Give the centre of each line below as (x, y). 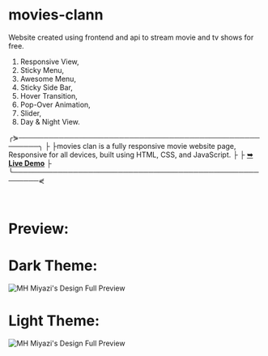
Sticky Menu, (42, 70)
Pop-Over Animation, (55, 104)
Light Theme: (54, 321)
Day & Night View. (50, 121)
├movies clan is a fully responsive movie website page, (144, 146)
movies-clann (56, 15)
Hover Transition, (49, 95)
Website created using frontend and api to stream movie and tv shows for (131, 37)
